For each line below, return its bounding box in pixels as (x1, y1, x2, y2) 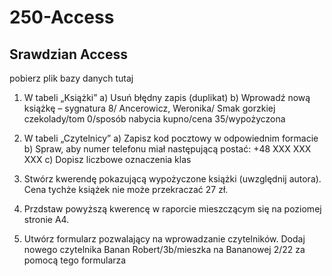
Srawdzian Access (9, 46, 128, 63)
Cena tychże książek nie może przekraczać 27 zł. (23, 184, 229, 195)
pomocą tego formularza (23, 254, 127, 266)
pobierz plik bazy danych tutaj (9, 72, 134, 84)
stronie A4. (23, 214, 70, 225)
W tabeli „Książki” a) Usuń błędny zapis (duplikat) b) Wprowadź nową (23, 92, 311, 103)
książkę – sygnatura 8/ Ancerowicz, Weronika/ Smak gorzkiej (23, 102, 276, 114)
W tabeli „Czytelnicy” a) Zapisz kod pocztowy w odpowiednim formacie (23, 132, 319, 144)
